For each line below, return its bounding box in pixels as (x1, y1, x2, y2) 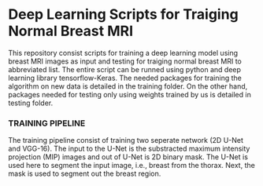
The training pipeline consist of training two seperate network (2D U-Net (8, 136, 244, 145)
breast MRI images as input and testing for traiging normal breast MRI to (8, 57, 242, 66)
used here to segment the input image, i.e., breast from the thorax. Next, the (8, 161, 256, 170)
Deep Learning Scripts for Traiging (8, 5, 239, 24)
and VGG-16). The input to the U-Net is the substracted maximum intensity (8, 144, 250, 154)
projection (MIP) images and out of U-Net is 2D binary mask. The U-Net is (8, 152, 248, 162)
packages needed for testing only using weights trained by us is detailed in (8, 89, 252, 99)
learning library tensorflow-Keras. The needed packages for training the (8, 73, 242, 82)
